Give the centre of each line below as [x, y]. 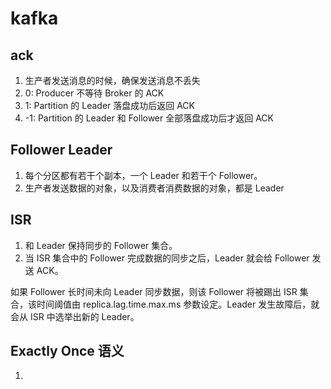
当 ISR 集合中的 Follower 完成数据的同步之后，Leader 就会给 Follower [167, 258]
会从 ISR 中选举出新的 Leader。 [75, 316]
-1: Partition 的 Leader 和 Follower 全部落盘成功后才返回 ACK [149, 118]
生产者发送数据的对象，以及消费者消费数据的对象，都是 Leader [154, 188]
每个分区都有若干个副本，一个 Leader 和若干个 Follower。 [143, 175]
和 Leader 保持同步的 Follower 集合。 [101, 245]
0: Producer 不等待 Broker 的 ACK [94, 93]
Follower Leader [61, 150]
